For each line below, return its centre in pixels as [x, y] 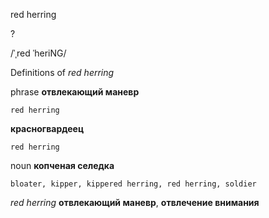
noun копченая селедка [62, 165]
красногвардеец [47, 128]
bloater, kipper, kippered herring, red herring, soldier [133, 184]
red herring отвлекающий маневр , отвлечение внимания [135, 202]
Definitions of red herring [62, 72]
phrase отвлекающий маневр [75, 92]
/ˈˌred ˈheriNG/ [38, 53]
